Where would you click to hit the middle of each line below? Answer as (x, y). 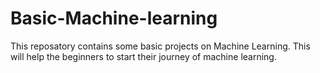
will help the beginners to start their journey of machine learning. (143, 56)
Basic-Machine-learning (114, 18)
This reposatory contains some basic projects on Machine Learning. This (160, 46)
